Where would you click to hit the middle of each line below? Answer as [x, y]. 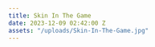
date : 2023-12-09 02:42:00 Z [57, 23]
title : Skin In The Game [50, 16]
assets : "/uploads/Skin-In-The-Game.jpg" [79, 30]
